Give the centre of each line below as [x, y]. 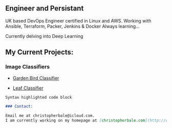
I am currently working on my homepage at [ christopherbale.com [75, 121]
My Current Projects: [39, 52]
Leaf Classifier [28, 88]
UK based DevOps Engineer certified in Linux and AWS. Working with [79, 20]
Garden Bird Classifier [36, 78]
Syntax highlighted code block [39, 97]
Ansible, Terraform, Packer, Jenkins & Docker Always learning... [72, 26]
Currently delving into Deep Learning [44, 36]
